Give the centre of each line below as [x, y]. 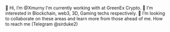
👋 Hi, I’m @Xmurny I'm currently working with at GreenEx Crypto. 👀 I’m [79, 8]
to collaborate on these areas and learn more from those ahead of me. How [84, 19]
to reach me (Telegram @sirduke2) [42, 24]
